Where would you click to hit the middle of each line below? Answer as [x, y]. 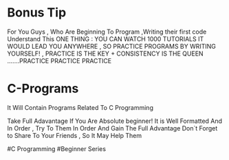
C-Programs [43, 89]
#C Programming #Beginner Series [57, 148]
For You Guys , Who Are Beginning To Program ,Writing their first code [107, 32]
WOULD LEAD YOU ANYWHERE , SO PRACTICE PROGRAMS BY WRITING [112, 46]
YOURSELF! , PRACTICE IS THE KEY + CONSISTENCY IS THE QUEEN [106, 54]
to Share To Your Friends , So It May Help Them [75, 135]
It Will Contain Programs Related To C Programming [80, 107]
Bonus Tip [37, 13]
